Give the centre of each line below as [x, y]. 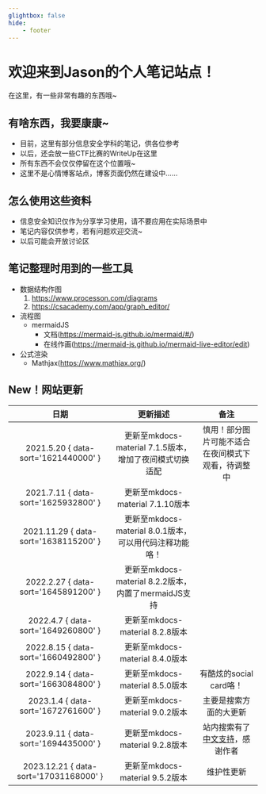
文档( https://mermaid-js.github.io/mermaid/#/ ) [119, 334]
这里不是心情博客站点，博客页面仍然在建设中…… [99, 173]
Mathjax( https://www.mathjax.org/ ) [89, 362]
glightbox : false [37, 15]
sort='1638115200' [58, 541]
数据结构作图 [40, 289]
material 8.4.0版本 [154, 658]
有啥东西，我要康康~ [59, 123]
